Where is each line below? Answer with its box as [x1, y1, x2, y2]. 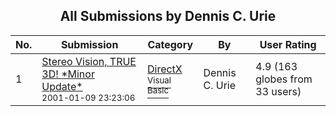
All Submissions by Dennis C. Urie [59, 8, 277, 25]
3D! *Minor [41, 67, 95, 81]
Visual [146, 74, 172, 86]
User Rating [259, 37, 317, 51]
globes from [255, 72, 313, 86]
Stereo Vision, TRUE [41, 54, 137, 68]
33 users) [255, 84, 302, 98]
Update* [41, 79, 83, 93]
